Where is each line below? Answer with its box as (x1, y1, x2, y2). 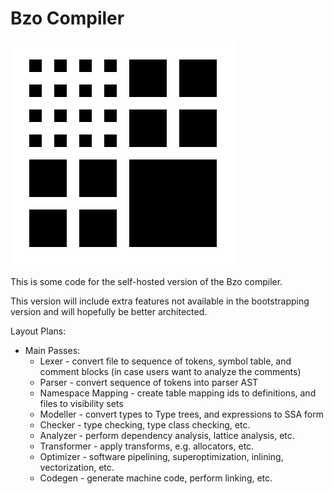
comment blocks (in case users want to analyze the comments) (39, 365, 302, 377)
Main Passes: (24, 344, 81, 356)
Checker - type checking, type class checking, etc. (39, 418, 251, 431)
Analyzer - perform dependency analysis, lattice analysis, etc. (39, 429, 295, 441)
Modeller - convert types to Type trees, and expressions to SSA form (39, 408, 325, 420)
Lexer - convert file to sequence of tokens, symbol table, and (39, 355, 292, 367)
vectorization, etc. (39, 461, 115, 473)
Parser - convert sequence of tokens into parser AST (39, 376, 259, 388)
